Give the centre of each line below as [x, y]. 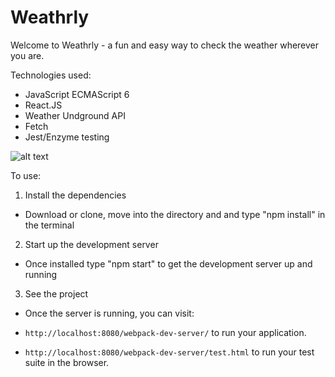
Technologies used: [51, 75]
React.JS [43, 105]
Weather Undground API [75, 115]
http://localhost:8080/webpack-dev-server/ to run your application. [165, 332]
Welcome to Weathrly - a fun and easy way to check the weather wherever [165, 45]
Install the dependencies [75, 195]
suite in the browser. [67, 362]
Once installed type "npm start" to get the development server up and [168, 263]
